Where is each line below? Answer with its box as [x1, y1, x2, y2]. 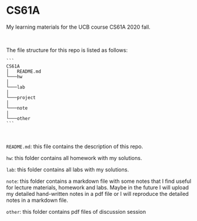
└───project [6, 94, 36, 100]
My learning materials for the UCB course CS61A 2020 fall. [6, 23, 151, 30]
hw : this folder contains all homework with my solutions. [6, 154, 142, 161]
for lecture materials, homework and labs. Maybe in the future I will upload [6, 183, 189, 191]
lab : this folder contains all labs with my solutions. [6, 165, 130, 173]
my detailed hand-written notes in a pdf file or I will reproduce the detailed [6, 190, 189, 197]
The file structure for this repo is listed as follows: [6, 46, 128, 54]
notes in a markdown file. [6, 197, 69, 204]
